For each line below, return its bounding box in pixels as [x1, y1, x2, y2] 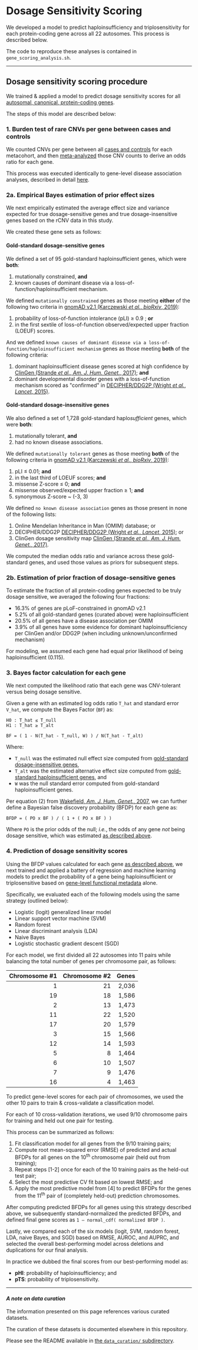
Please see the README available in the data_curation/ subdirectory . [6, 1337, 175, 1344]
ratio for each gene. [6, 159, 54, 166]
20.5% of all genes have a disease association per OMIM [14, 617, 153, 625]
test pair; [14, 1173, 37, 1180]
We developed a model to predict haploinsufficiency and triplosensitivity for [6, 24, 190, 31]
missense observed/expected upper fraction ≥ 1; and [14, 486, 144, 493]
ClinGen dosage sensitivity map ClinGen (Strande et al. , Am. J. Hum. [14, 534, 181, 542]
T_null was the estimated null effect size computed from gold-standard [14, 755, 189, 762]
